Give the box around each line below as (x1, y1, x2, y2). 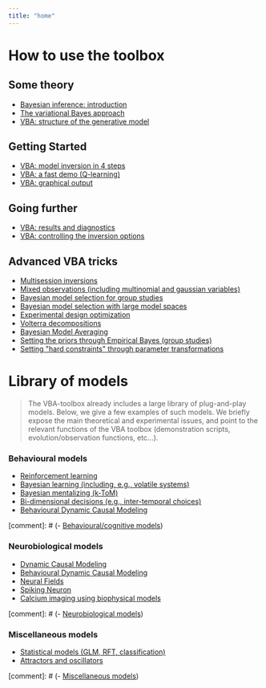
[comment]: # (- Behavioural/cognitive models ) (8, 521, 163, 531)
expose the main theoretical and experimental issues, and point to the (27, 416, 259, 425)
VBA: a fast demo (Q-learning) (19, 169, 121, 179)
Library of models (8, 372, 128, 390)
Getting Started (8, 140, 87, 153)
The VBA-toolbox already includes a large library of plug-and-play (27, 399, 247, 408)
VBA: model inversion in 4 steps (19, 161, 126, 171)
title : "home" (8, 11, 56, 20)
